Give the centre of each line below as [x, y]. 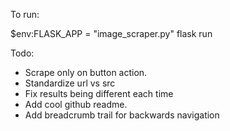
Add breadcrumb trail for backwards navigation [122, 115]
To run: [25, 14]
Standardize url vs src [70, 83]
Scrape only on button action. [86, 72]
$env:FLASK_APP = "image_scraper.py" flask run [111, 33]
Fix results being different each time [99, 93]
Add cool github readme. [76, 104]
